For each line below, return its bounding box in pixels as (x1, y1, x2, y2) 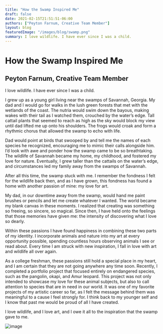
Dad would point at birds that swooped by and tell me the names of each (5, 137, 151, 143)
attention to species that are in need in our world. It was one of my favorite (5, 283, 155, 290)
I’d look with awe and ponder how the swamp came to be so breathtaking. (5, 148, 153, 153)
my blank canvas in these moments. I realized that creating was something (5, 203, 155, 208)
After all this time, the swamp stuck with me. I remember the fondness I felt (5, 172, 156, 178)
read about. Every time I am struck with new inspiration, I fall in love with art (5, 243, 157, 249)
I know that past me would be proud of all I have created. (5, 299, 119, 305)
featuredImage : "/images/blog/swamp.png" (5, 30, 91, 35)
